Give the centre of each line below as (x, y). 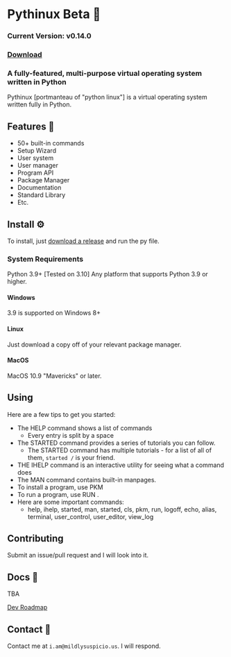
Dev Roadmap (27, 608)
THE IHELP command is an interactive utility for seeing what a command (120, 465)
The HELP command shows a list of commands (85, 428)
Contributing (35, 539)
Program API (35, 173)
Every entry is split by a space (71, 435)
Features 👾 (31, 126)
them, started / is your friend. (71, 457)
